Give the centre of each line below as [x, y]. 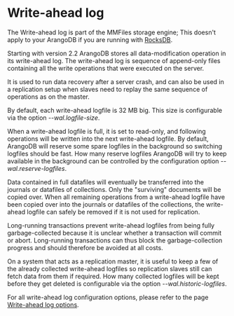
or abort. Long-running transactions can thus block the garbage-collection [115, 240]
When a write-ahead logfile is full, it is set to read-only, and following [107, 131]
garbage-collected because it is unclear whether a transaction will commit [115, 233]
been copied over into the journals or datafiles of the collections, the [106, 204]
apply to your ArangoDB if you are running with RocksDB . [90, 39]
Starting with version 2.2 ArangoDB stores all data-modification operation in [117, 53]
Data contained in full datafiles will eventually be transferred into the [106, 182]
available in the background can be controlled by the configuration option [113, 161]
